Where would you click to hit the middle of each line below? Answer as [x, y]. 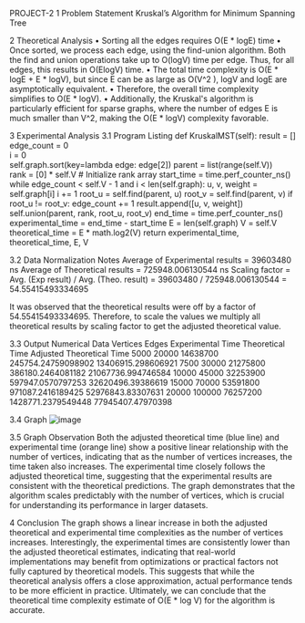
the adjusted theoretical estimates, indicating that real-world [122, 552]
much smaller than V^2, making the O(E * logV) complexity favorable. [139, 118]
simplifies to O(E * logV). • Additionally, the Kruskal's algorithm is [132, 99]
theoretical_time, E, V [49, 242]
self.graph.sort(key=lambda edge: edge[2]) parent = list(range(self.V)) [141, 165]
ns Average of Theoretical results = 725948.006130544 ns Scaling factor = [150, 270]
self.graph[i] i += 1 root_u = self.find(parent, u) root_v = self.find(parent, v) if [151, 194]
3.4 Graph [28, 420]
